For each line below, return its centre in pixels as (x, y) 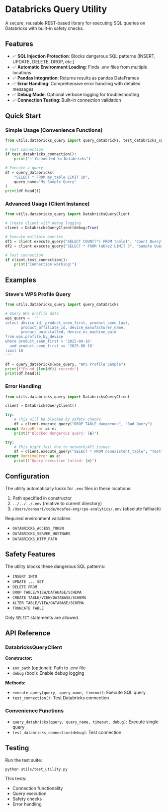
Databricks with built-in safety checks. (45, 28)
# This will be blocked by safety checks (57, 419)
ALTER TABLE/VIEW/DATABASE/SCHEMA (48, 603)
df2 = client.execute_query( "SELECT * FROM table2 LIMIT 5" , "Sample (79, 246)
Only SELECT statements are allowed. (42, 617)
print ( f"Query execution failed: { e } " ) (55, 461)
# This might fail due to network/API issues (62, 447)
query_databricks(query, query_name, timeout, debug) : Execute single (85, 722)
